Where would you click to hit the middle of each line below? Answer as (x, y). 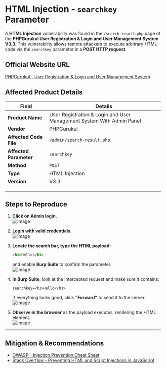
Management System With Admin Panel (95, 121)
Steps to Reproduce (36, 204)
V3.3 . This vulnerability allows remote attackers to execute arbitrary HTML (81, 44)
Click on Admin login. (35, 216)
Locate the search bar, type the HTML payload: (62, 246)
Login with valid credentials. (42, 231)
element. (21, 317)
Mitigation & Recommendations (55, 343)
